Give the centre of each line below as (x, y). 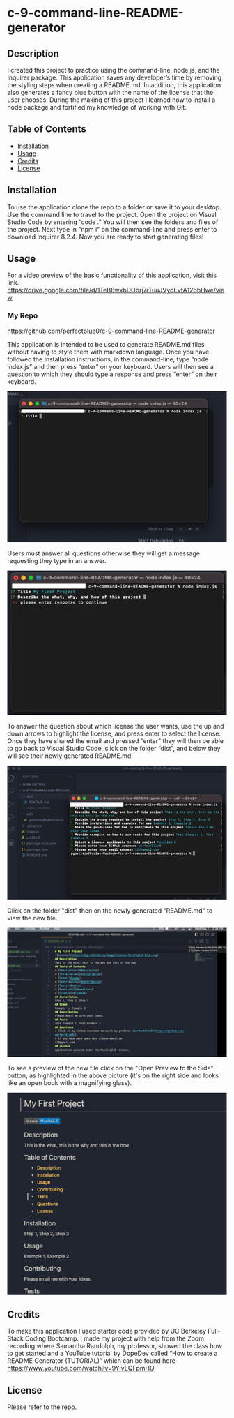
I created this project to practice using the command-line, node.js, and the (114, 70)
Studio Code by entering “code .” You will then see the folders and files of (113, 222)
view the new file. (32, 918)
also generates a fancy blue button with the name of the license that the (110, 92)
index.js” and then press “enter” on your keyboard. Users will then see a (110, 366)
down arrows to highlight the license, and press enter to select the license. (114, 733)
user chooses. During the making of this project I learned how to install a (111, 100)
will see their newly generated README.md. (70, 756)
